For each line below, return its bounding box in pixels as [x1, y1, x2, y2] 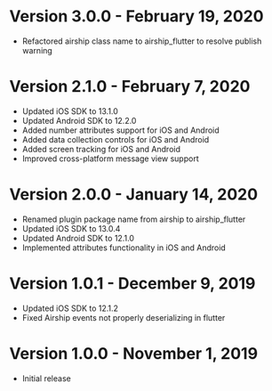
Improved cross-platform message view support [21, 153, 199, 164]
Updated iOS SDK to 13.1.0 [21, 105, 118, 117]
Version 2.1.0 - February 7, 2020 [9, 77, 251, 97]
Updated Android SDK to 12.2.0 [21, 115, 137, 126]
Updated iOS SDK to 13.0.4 [21, 223, 121, 233]
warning [21, 45, 53, 55]
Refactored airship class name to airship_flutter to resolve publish [21, 36, 262, 46]
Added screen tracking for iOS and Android [21, 143, 180, 154]
